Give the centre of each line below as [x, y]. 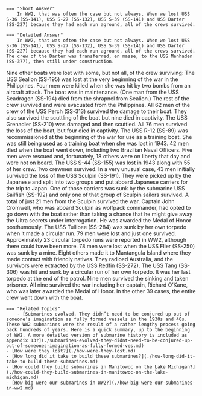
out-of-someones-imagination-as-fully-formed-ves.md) [75, 346]
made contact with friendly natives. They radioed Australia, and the [90, 259]
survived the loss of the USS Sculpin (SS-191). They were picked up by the [99, 176]
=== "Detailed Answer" [35, 35]
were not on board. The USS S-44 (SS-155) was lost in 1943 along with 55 [98, 163]
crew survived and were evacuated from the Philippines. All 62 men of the [98, 105]
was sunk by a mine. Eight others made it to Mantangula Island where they [99, 253]
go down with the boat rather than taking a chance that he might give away [99, 214]
